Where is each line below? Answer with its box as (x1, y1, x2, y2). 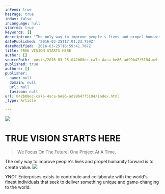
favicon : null (9, 89, 38, 94)
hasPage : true (5, 12, 34, 17)
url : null (9, 84, 29, 90)
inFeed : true (5, 7, 32, 12)
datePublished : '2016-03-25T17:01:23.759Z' (5, 39, 96, 44)
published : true (5, 62, 38, 67)
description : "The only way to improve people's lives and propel (5, 35, 144, 40)
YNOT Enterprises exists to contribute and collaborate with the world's (5, 174, 148, 180)
